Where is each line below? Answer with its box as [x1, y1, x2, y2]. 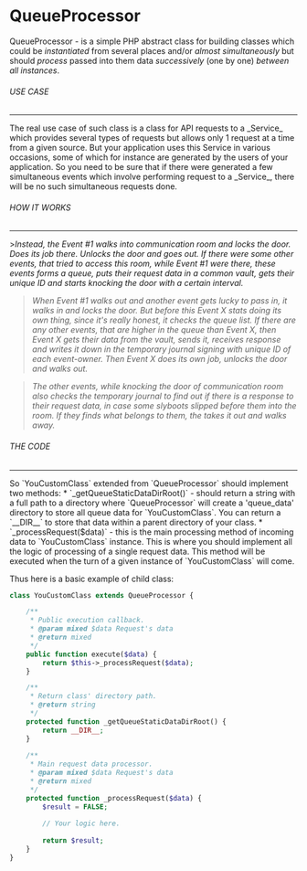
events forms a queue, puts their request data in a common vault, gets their [9, 268, 295, 279]
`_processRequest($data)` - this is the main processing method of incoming [9, 526, 294, 537]
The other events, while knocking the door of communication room [31, 381, 284, 392]
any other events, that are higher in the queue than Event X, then [31, 324, 277, 335]
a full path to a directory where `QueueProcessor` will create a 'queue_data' [9, 497, 294, 508]
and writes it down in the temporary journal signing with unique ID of [31, 344, 291, 355]
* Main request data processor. [29, 759, 153, 769]
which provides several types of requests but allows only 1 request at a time [9, 133, 295, 143]
